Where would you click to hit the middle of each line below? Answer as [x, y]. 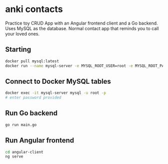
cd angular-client [24, 152]
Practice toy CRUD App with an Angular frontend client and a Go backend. [82, 23]
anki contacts [34, 9]
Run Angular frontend [40, 141]
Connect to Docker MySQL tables [58, 81]
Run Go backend [31, 113]
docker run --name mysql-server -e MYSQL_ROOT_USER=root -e [69, 66]
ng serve [14, 156]
